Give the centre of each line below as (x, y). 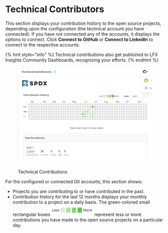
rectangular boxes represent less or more (77, 215)
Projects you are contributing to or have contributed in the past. (78, 192)
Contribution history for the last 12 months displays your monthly (80, 197)
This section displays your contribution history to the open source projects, (83, 23)
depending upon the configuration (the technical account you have (75, 28)
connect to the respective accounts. (43, 44)
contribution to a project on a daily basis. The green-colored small (81, 202)
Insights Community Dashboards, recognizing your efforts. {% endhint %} (82, 60)
